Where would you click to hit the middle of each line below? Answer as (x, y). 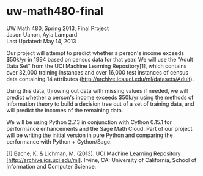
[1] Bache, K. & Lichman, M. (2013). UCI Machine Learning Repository (94, 153)
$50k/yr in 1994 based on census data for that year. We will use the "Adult (100, 59)
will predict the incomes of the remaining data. (65, 110)
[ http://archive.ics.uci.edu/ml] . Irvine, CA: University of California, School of (102, 159)
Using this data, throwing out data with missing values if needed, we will (97, 90)
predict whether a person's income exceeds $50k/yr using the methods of (100, 97)
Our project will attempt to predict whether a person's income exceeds (95, 53)
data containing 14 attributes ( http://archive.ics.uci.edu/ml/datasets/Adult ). (100, 79)
